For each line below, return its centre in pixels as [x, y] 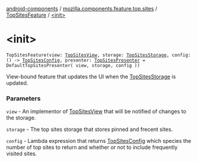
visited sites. [21, 154]
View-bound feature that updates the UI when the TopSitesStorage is [91, 77]
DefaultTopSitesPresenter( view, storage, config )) [73, 65]
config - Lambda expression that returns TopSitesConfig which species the [99, 141]
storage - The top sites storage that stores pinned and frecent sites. [90, 129]
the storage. [21, 118]
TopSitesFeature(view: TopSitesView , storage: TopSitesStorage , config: [98, 55]
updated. [17, 82]
